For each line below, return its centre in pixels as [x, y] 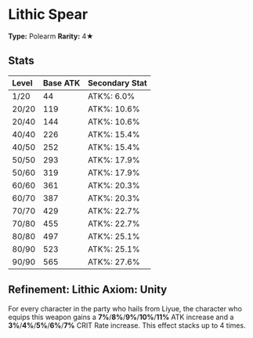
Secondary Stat [117, 82]
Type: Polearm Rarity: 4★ [51, 36]
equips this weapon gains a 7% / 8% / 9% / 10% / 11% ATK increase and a [121, 317]
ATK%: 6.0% [111, 96]
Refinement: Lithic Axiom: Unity [88, 290]
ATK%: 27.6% [114, 262]
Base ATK [61, 82]
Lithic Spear [48, 15]
